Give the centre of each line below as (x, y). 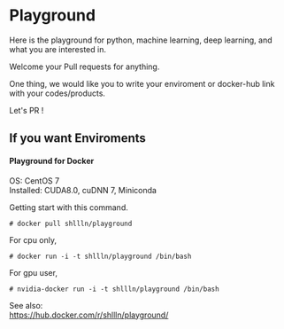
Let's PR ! (27, 110)
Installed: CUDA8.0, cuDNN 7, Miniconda (83, 190)
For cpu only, (33, 239)
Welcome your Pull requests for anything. (84, 67)
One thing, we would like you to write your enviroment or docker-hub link (142, 83)
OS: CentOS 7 (35, 180)
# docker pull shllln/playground (71, 223)
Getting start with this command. (69, 207)
